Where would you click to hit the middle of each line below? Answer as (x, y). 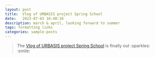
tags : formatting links (29, 28)
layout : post (18, 9)
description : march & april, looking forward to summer (62, 23)
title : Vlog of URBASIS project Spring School (54, 14)
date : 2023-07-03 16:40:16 (34, 18)
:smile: (23, 51)
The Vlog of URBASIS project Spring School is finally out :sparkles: (83, 46)
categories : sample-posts (31, 32)
